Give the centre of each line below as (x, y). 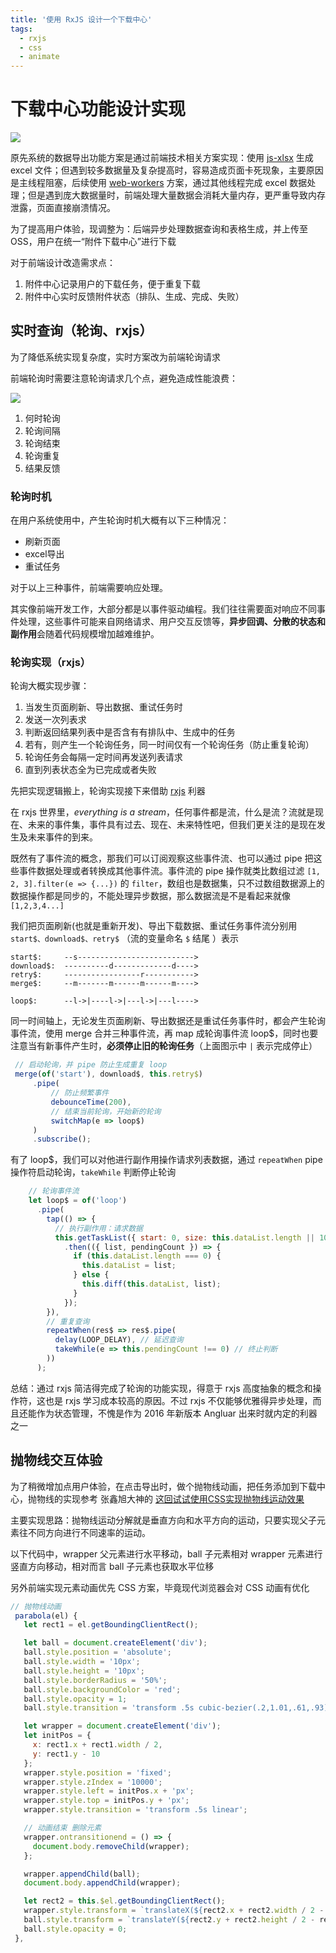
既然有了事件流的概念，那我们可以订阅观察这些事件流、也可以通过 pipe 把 (162, 858)
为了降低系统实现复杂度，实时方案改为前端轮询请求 (115, 357)
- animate (39, 57)
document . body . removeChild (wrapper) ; (111, 1846)
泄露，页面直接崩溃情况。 (63, 208)
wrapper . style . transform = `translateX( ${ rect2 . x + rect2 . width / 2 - (174, 1911)
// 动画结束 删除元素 (62, 1828)
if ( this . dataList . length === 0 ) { (147, 1256)
